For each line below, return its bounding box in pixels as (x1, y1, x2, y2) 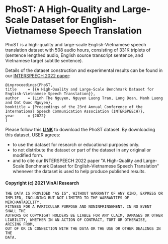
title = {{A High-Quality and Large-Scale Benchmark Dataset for (5, 87, 154, 92)
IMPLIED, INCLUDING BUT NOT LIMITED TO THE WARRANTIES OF (5, 195, 129, 201)
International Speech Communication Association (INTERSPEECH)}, (5, 109, 145, 114)
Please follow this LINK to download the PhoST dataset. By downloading (5, 126, 155, 132)
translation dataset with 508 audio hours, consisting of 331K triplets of (5, 47, 151, 53)
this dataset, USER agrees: (5, 132, 60, 138)
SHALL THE (5, 209, 26, 214)
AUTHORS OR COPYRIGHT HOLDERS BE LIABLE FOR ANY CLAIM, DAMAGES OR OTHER (5, 213, 163, 218)
